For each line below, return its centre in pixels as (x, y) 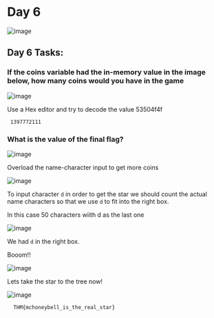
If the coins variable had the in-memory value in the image (107, 72)
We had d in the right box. (44, 241)
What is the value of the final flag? (65, 139)
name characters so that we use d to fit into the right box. (88, 201)
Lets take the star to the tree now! (55, 281)
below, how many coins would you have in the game (96, 81)
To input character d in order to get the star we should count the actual (107, 194)
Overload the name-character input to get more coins (83, 167)
